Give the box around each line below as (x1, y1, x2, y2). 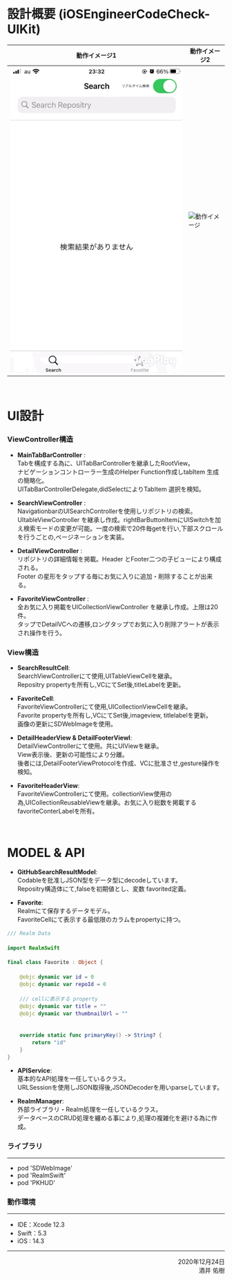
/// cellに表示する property (19, 995, 98, 1002)
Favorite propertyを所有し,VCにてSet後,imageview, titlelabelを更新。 (17, 711, 212, 719)
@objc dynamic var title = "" (19, 1003, 107, 1010)
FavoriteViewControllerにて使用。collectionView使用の (17, 789, 173, 798)
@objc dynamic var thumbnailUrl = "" (19, 1010, 128, 1017)
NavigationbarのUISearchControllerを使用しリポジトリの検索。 (17, 507, 197, 515)
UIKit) (7, 21, 41, 37)
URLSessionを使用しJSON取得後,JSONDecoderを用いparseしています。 (17, 1083, 223, 1091)
